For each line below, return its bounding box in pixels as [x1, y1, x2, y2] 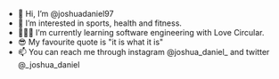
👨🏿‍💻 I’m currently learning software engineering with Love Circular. [17, 28, 265, 37]
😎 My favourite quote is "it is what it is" [17, 36, 164, 47]
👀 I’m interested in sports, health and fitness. [17, 18, 183, 28]
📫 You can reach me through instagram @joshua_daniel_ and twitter [17, 47, 270, 57]
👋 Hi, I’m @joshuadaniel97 [17, 9, 114, 19]
